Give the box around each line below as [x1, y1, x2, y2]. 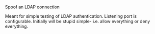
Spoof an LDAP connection [5, 4, 60, 10]
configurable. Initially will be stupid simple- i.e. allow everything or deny [5, 19, 151, 24]
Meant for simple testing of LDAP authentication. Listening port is [5, 13, 137, 19]
